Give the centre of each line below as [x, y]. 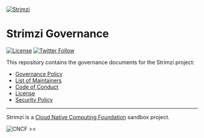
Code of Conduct [37, 87]
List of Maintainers [38, 80]
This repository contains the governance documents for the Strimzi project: [100, 62]
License [25, 93]
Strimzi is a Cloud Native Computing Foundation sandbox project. [88, 117]
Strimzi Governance [58, 34]
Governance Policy [39, 74]
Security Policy [34, 99]
